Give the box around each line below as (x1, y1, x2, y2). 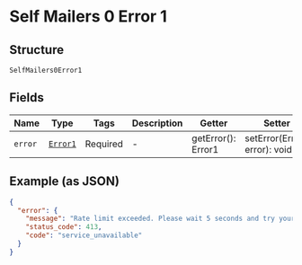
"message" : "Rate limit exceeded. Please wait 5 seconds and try (25, 214, 276, 224)
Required (84, 137, 124, 150)
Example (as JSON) (9, 173, 120, 190)
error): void (244, 143, 292, 155)
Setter (263, 117, 290, 129)
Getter (200, 117, 228, 129)
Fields (9, 90, 45, 105)
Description (131, 117, 183, 129)
